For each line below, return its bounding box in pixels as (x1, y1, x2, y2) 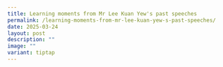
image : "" (7, 43, 37, 50)
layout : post (7, 29, 46, 37)
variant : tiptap (7, 50, 55, 57)
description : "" (7, 36, 55, 43)
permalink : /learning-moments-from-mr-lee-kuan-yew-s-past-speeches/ (7, 17, 217, 24)
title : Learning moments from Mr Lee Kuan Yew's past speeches (7, 10, 198, 17)
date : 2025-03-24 (7, 23, 59, 30)
